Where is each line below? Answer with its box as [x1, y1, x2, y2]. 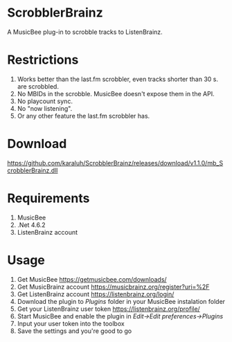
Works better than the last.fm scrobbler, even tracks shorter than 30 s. [17, 75, 219, 83]
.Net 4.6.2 [17, 220, 46, 229]
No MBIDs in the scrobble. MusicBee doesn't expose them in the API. [17, 89, 215, 98]
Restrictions [7, 52, 79, 68]
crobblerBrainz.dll [7, 166, 58, 174]
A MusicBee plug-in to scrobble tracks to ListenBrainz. [7, 28, 163, 36]
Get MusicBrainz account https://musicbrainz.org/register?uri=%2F [17, 282, 210, 291]
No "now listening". [17, 104, 73, 112]
